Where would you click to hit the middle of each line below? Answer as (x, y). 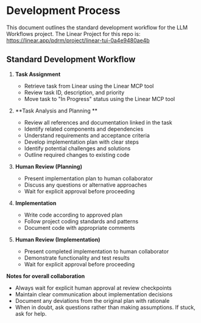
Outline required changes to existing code (77, 155)
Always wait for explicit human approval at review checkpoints (93, 288)
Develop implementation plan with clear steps (81, 142)
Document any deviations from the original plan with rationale (92, 300)
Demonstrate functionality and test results (77, 258)
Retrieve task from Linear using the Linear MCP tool (89, 86)
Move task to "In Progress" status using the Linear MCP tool (100, 99)
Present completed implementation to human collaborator (97, 251)
